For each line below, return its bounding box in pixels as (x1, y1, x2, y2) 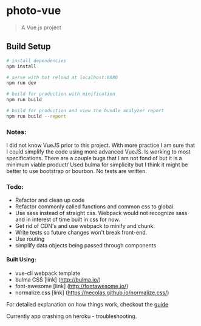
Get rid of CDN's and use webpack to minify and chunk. (15, 222, 155, 230)
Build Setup (6, 41, 51, 52)
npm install (6, 63, 36, 69)
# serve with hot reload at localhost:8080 (6, 74, 118, 80)
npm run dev (6, 80, 36, 86)
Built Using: (6, 255, 36, 263)
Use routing (15, 235, 45, 243)
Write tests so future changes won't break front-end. (15, 229, 148, 236)
